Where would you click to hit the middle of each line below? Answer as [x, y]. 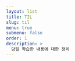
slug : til [18, 22]
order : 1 [17, 38]
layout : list [22, 11]
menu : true [19, 28]
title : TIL [19, 17]
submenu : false [24, 33]
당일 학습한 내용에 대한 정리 [40, 49]
